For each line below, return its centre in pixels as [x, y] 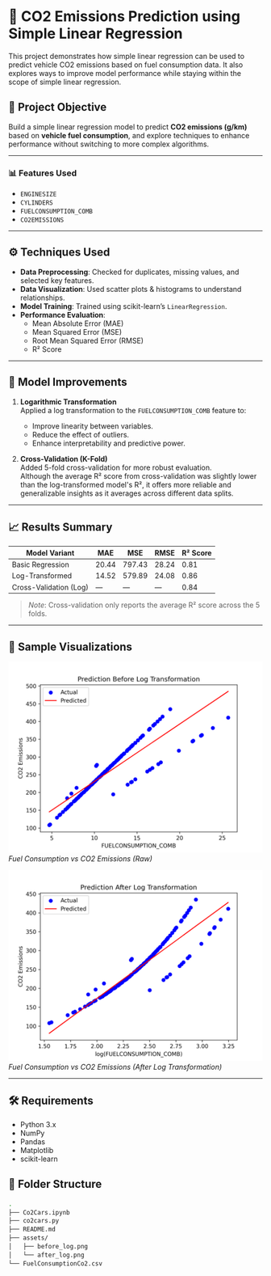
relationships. [42, 298]
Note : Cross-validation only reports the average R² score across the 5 [144, 605]
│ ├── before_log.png [48, 1247]
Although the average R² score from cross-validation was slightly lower [138, 475]
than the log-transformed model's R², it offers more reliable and [125, 484]
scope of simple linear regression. [65, 82]
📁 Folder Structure [55, 1184]
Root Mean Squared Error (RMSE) [88, 340]
